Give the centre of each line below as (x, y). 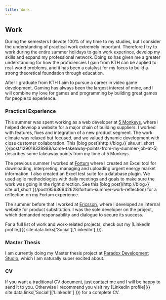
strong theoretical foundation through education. (55, 73)
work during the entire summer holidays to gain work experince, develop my (83, 52)
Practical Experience (31, 111)
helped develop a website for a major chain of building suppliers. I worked (80, 127)
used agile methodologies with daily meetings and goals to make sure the (80, 179)
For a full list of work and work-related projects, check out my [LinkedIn (78, 224)
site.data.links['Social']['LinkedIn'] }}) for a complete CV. (62, 293)
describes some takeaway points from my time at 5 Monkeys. (67, 153)
